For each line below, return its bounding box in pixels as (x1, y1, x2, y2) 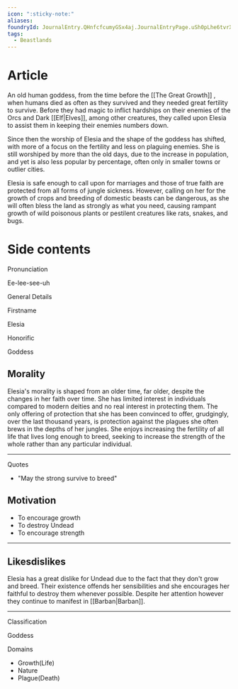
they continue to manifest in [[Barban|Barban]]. (7, 597, 145, 606)
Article (7, 67, 48, 84)
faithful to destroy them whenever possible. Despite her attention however (7, 590, 225, 598)
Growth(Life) (17, 658, 55, 668)
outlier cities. (7, 165, 45, 174)
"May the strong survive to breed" (17, 474, 118, 482)
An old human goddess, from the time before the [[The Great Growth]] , (7, 91, 216, 99)
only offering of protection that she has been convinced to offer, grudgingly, (7, 409, 229, 418)
